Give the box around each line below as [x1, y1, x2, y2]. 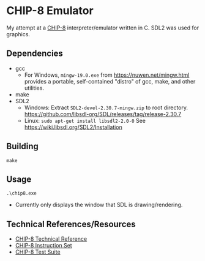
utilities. [24, 84, 45, 92]
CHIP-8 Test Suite [15, 248, 61, 255]
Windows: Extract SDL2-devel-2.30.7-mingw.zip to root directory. [24, 104, 188, 111]
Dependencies [6, 49, 63, 59]
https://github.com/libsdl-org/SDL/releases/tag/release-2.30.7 [24, 110, 182, 117]
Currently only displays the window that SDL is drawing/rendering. [15, 201, 183, 209]
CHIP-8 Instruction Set [15, 242, 72, 249]
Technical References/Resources [6, 219, 136, 229]
